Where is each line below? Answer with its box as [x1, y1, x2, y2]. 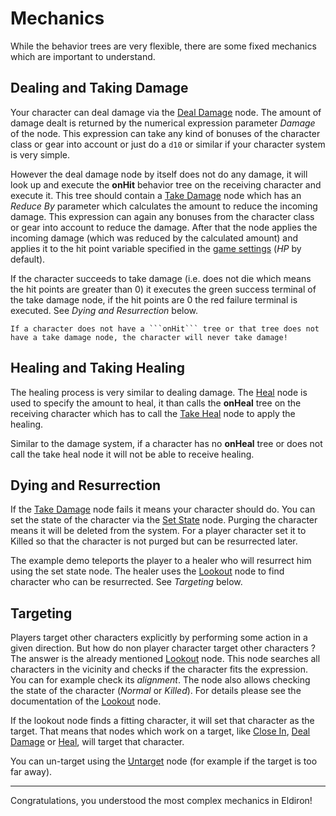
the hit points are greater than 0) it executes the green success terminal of [10, 283, 317, 295]
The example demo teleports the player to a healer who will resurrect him [10, 555, 312, 567]
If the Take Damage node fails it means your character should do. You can [10, 503, 316, 516]
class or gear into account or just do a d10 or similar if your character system [10, 138, 326, 150]
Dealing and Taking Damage [10, 80, 189, 97]
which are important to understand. [10, 50, 156, 62]
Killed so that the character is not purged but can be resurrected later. [10, 535, 298, 547]
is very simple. [10, 148, 70, 161]
